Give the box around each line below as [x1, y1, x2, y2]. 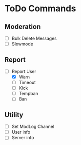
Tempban [19, 91, 39, 97]
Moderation [4, 23, 41, 31]
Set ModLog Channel [11, 123, 55, 130]
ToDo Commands [4, 3, 76, 14]
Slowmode [11, 41, 34, 47]
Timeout [19, 79, 36, 86]
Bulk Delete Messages [11, 35, 57, 41]
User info [11, 129, 30, 135]
